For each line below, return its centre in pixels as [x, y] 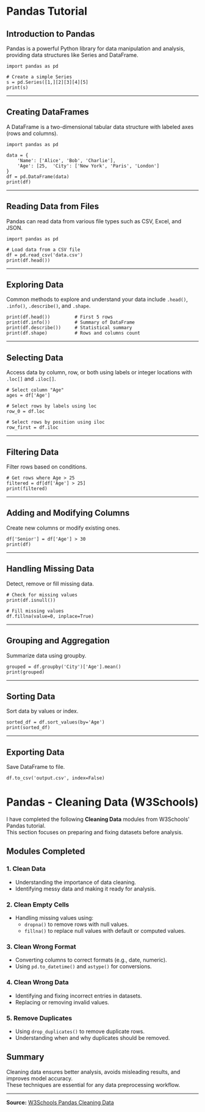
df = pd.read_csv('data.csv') [45, 255]
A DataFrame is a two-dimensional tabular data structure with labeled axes [100, 127]
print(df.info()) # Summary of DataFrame [71, 322]
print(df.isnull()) [31, 600]
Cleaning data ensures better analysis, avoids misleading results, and [93, 1072]
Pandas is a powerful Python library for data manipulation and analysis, [95, 48]
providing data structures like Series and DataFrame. [72, 55]
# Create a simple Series [39, 77]
